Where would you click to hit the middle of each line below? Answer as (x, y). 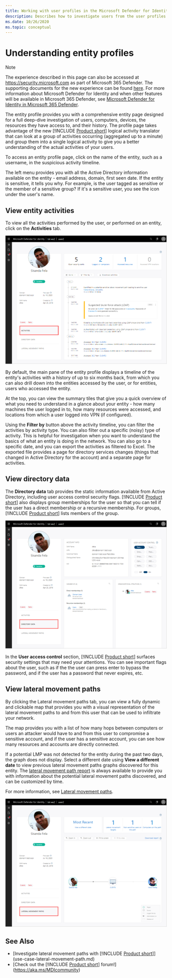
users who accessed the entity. (38, 388)
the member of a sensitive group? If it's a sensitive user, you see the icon (82, 189)
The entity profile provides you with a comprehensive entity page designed (84, 114)
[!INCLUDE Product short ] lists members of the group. (62, 513)
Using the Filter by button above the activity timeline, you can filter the (80, 425)
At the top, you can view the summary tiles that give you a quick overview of (86, 398)
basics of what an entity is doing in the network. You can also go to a (78, 441)
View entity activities (40, 210)
